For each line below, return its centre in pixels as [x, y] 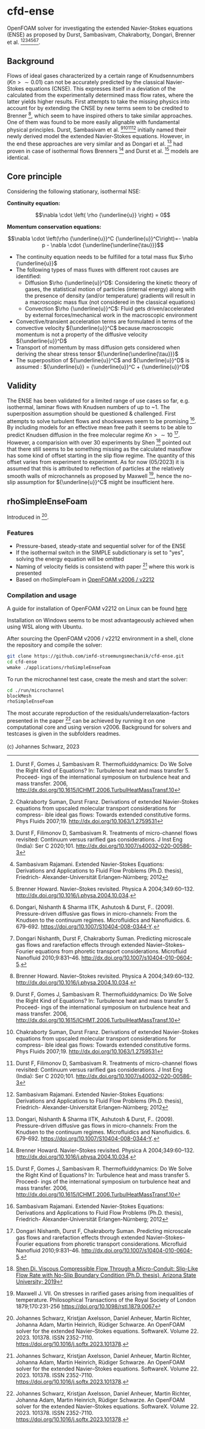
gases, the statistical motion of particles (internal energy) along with [110, 289]
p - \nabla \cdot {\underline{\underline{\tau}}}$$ [103, 245]
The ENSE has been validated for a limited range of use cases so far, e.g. [98, 401]
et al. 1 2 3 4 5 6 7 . [24, 41]
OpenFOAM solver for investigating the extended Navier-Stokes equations [100, 28]
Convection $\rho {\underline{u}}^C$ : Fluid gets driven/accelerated [109, 308]
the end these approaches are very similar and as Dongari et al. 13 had [95, 143]
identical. [18, 158]
